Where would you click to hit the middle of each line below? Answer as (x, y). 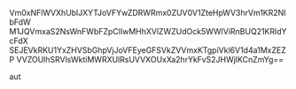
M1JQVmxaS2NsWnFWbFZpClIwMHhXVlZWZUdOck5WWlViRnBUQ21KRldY (148, 31)
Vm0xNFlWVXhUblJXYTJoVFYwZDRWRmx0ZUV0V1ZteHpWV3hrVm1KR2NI (148, 13)
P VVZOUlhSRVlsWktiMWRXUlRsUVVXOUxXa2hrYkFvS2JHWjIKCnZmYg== (147, 59)
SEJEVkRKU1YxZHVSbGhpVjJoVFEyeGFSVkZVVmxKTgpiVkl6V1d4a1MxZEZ (148, 50)
